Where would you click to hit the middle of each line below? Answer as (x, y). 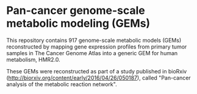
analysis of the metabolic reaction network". (62, 84)
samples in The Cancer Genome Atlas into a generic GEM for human (92, 53)
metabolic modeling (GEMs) (78, 23)
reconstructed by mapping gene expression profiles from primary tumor (97, 47)
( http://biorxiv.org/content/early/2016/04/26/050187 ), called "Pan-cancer (99, 78)
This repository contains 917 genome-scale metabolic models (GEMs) (94, 40)
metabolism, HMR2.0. (34, 59)
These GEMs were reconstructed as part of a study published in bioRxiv (97, 71)
